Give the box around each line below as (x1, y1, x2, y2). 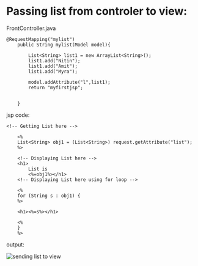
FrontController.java (6, 24, 56, 32)
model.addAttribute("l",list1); (28, 79, 111, 85)
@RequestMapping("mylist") (6, 36, 75, 42)
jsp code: (6, 111, 30, 119)
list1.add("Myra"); (28, 68, 78, 75)
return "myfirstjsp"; (28, 84, 84, 91)
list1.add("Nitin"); (28, 57, 81, 64)
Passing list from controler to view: (6, 4, 188, 18)
